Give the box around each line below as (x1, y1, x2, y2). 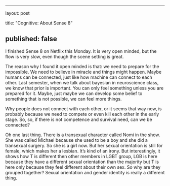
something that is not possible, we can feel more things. (5, 96, 122, 102)
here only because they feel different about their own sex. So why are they (5, 164, 161, 170)
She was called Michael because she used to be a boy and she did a (5, 137, 148, 143)
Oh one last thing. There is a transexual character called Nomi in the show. (5, 132, 160, 138)
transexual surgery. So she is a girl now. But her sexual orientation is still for (5, 142, 163, 148)
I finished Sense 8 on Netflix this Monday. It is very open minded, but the (5, 48, 157, 54)
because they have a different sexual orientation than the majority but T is (5, 159, 159, 165)
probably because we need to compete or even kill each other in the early (5, 111, 159, 117)
